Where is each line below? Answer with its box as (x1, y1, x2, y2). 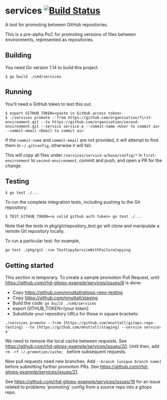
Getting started (5, 261, 54, 270)
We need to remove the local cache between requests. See (5, 338, 127, 344)
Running (5, 88, 32, 96)
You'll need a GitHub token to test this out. (5, 101, 92, 107)
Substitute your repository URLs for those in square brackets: (12, 311, 139, 317)
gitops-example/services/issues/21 (5, 369, 77, 375)
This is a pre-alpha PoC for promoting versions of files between (5, 31, 136, 37)
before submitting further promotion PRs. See (5, 363, 99, 370)
